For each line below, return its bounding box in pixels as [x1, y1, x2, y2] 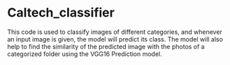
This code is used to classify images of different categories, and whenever [7, 28, 222, 36]
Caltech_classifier [7, 5, 115, 21]
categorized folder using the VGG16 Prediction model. [7, 50, 162, 58]
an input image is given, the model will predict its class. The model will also [7, 35, 224, 43]
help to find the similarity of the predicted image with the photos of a [7, 42, 205, 50]
